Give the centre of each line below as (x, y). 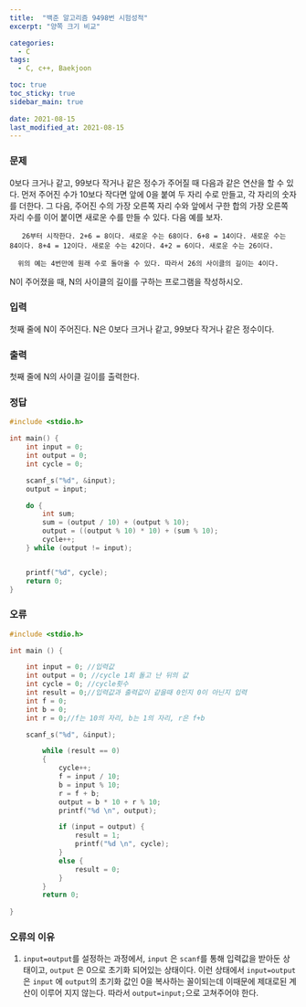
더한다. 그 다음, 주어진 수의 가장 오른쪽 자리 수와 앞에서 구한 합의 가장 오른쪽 (154, 206)
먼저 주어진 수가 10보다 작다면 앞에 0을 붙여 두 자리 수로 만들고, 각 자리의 (151, 194)
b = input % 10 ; (89, 785)
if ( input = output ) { (101, 827)
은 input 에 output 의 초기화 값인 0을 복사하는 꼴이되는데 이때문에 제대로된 (155, 981)
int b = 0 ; (47, 709)
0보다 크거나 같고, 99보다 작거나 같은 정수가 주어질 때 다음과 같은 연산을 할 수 (147, 183)
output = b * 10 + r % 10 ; (110, 802)
